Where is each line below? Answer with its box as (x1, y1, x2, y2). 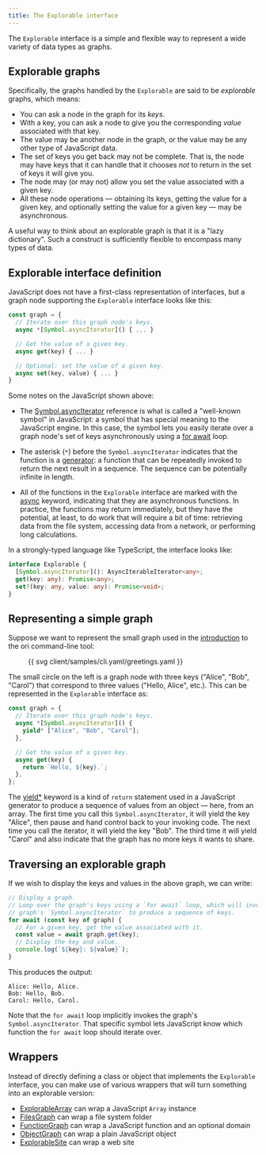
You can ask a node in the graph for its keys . (19, 110, 165, 119)
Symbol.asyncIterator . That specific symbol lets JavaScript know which (8, 1018, 243, 1028)
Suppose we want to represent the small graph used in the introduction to (8, 633, 249, 643)
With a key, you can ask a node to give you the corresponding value (19, 118, 241, 128)
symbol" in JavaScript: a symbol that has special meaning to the (19, 414, 230, 425)
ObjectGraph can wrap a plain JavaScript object (19, 1129, 177, 1138)
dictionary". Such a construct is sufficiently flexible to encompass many (8, 235, 242, 244)
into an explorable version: (8, 1088, 95, 1098)
